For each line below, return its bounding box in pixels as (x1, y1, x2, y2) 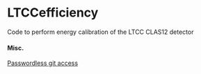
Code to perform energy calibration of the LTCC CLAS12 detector (7, 28, 194, 36)
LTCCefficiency (7, 5, 99, 21)
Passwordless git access (7, 59, 79, 67)
